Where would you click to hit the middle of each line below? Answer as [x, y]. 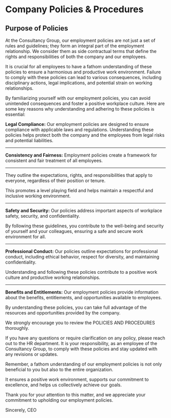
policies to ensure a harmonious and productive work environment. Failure [83, 72]
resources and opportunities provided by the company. [63, 313]
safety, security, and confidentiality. [43, 216]
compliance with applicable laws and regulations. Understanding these [79, 129]
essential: [15, 114]
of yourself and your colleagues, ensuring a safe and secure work [74, 231]
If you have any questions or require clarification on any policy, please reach [85, 338]
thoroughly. [17, 328]
